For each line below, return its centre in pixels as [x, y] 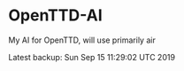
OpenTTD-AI [55, 16]
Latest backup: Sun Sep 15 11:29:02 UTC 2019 [92, 57]
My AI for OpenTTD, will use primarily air [82, 40]
